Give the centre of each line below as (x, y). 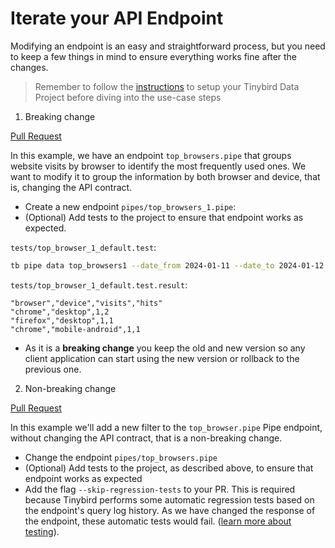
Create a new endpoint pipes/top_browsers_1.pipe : (130, 206)
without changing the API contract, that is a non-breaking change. (146, 438)
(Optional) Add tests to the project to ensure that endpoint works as (164, 217)
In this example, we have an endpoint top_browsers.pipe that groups (151, 155)
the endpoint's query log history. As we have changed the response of (170, 510)
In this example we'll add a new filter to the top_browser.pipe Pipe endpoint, (166, 427)
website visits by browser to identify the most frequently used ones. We (158, 166)
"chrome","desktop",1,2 (60, 312)
